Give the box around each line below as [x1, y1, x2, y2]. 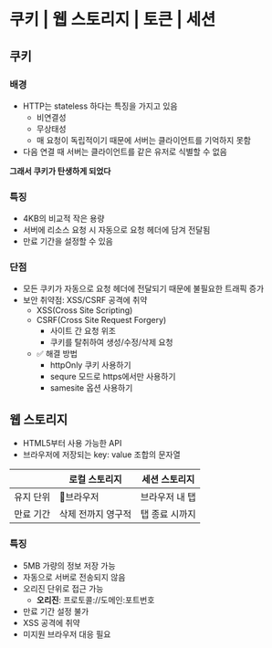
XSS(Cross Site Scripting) [36, 305, 133, 316]
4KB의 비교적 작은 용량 [22, 213, 105, 225]
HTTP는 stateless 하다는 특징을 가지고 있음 [22, 100, 178, 111]
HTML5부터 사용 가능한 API [22, 438, 122, 449]
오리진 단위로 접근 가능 [22, 582, 104, 594]
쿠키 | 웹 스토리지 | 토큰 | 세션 [9, 9, 216, 30]
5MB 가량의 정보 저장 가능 [22, 559, 116, 571]
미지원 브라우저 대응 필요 [22, 628, 111, 640]
